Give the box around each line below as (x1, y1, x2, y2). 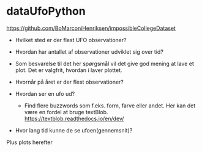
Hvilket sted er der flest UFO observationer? (15, 36, 127, 43)
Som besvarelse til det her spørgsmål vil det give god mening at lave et (15, 60, 195, 67)
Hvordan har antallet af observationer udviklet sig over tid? (15, 48, 164, 56)
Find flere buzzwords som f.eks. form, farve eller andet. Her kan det (24, 102, 196, 109)
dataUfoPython (6, 4, 86, 18)
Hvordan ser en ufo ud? (15, 90, 75, 97)
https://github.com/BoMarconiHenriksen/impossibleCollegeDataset (6, 24, 176, 32)
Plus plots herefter (6, 139, 53, 146)
